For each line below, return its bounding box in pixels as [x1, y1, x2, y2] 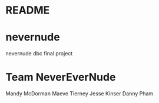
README [5, 4, 50, 17]
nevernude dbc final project [5, 50, 73, 57]
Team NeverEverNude [5, 71, 116, 84]
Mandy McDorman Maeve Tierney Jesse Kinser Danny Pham [5, 90, 154, 97]
